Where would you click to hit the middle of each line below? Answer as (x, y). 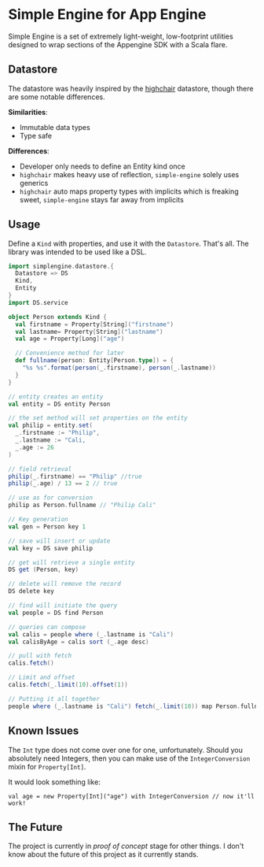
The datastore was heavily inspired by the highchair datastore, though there (131, 88)
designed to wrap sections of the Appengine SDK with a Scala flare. (118, 44)
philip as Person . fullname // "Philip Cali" (82, 506)
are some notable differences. (57, 97)
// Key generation (38, 520)
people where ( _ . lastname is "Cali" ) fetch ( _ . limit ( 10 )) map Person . (125, 706)
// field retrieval (40, 469)
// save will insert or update (59, 541)
